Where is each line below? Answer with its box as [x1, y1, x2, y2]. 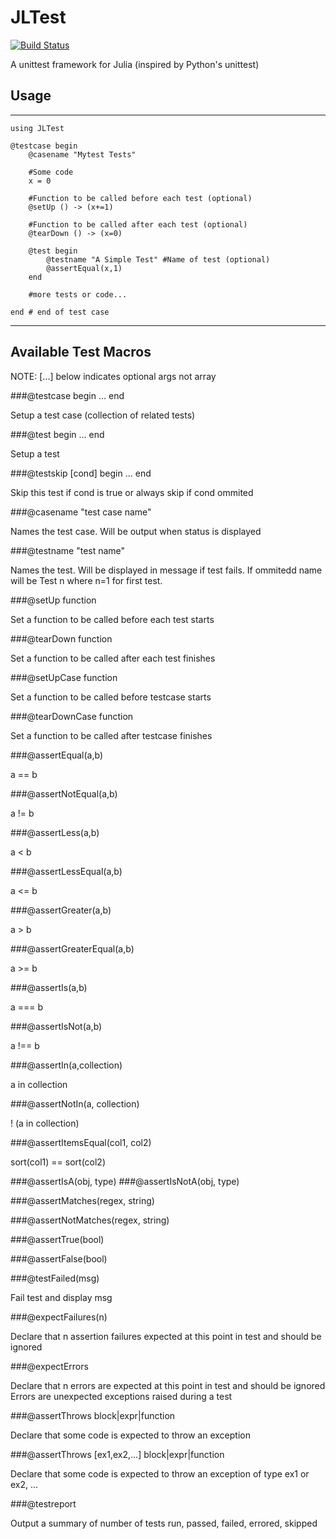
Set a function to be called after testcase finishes [10, 729, 213, 741]
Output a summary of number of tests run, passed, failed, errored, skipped [10, 1517, 318, 1529]
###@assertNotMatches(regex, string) [10, 1214, 170, 1226]
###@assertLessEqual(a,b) [10, 865, 123, 877]
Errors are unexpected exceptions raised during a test [10, 1390, 233, 1402]
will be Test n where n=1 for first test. [10, 574, 163, 586]
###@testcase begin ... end [10, 389, 125, 401]
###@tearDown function [10, 632, 113, 645]
